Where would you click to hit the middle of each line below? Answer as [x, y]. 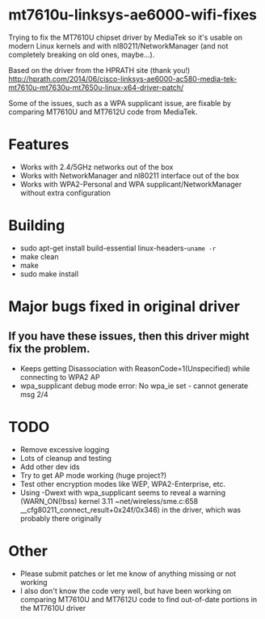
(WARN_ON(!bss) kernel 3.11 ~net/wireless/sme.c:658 [109, 501]
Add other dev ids [50, 467]
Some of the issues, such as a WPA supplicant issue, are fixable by [120, 103]
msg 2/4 [34, 394]
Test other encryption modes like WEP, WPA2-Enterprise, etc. [123, 484]
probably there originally [61, 518]
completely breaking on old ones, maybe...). [82, 54]
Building [37, 226]
